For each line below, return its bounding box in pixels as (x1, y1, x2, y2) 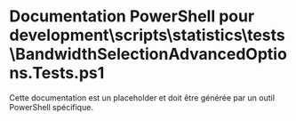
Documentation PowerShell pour (9, 6, 255, 27)
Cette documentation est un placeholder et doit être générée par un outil (9, 92, 276, 103)
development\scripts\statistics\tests (9, 25, 286, 45)
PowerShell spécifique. (9, 101, 93, 112)
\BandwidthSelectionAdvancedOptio (9, 44, 287, 64)
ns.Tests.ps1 (9, 63, 105, 84)
